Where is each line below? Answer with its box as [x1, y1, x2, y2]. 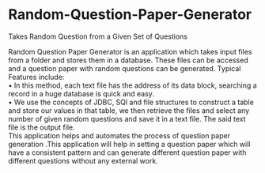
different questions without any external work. [8, 156, 158, 165]
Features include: [8, 72, 65, 81]
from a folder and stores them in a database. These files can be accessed [8, 55, 248, 65]
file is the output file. [8, 122, 75, 132]
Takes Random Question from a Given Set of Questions [8, 32, 188, 41]
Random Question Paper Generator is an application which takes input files [8, 47, 252, 56]
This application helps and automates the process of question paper [8, 130, 231, 140]
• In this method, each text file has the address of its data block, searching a [8, 81, 257, 90]
